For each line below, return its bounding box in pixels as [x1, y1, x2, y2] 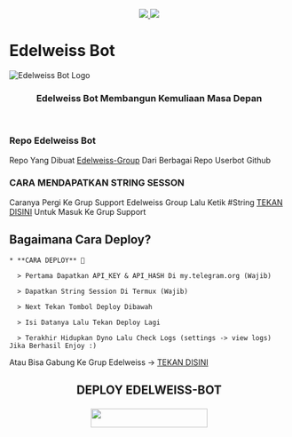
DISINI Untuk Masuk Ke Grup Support [9, 206, 146, 217]
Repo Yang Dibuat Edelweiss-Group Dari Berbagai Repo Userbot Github [9, 155, 272, 165]
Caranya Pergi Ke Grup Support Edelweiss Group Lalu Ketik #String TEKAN [9, 196, 283, 208]
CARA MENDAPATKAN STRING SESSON [9, 177, 185, 189]
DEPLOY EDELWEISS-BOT [76, 383, 222, 398]
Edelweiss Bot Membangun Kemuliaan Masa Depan [36, 91, 263, 104]
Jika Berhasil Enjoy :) [9, 341, 98, 350]
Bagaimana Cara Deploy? [9, 232, 152, 248]
